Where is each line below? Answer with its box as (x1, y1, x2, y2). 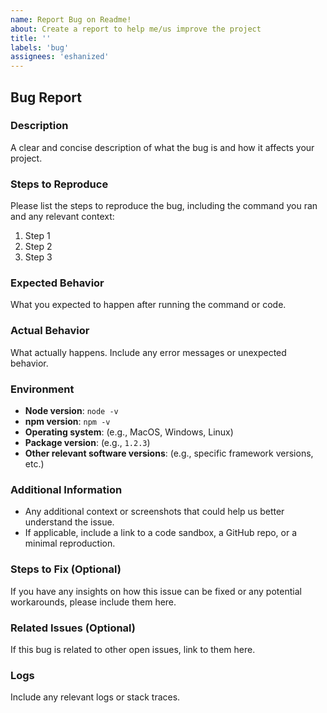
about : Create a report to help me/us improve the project (10, 24, 262, 34)
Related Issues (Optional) (10, 621, 136, 635)
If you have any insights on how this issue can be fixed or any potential (10, 585, 302, 597)
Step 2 (24, 241, 53, 253)
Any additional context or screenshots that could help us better (24, 506, 285, 518)
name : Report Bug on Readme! (10, 14, 132, 25)
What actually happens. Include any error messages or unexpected (10, 346, 287, 358)
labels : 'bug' (10, 42, 70, 53)
